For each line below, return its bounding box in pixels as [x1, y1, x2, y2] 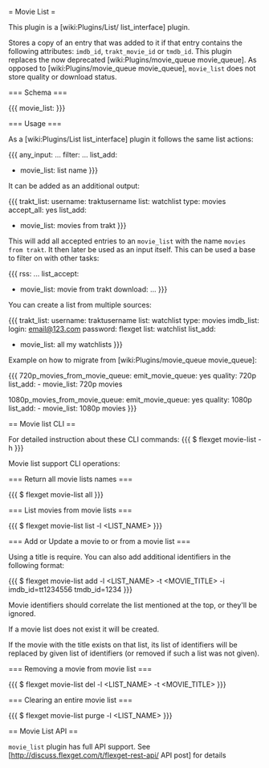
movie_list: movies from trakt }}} [19, 221, 127, 230]
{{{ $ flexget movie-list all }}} [8, 490, 104, 499]
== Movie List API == [8, 726, 79, 736]
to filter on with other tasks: [8, 253, 100, 263]
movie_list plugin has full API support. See [8, 742, 151, 751]
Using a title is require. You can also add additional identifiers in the [8, 552, 231, 562]
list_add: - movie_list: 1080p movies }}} [8, 403, 137, 413]
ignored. [8, 609, 36, 618]
